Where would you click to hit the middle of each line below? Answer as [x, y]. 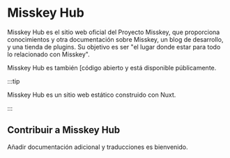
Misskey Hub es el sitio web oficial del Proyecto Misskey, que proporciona [114, 32]
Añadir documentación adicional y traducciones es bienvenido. [98, 147]
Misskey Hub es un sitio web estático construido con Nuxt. [92, 95]
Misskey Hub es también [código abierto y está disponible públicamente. [112, 68]
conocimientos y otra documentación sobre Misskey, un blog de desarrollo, [115, 39]
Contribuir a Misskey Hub [64, 130]
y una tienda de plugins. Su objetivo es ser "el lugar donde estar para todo [114, 47]
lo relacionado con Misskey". [48, 54]
